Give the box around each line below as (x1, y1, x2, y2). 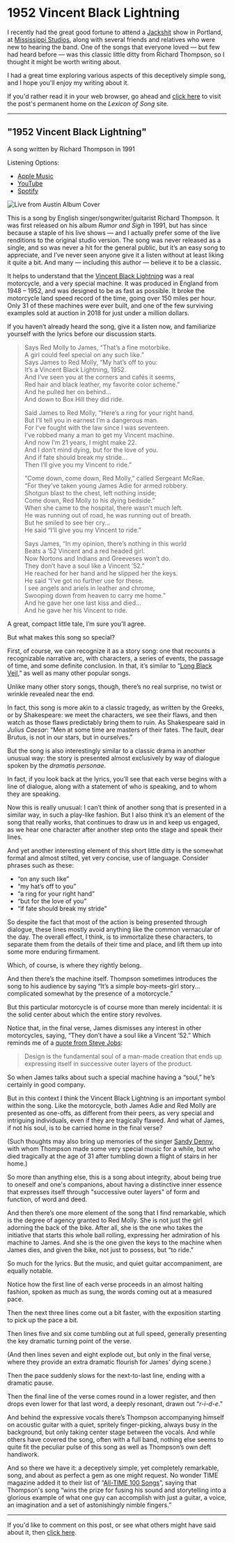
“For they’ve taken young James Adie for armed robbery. (24, 481, 188, 490)
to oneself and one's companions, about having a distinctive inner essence (7, 1180, 222, 1189)
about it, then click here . (7, 1528, 77, 1536)
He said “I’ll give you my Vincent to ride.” (24, 525, 141, 534)
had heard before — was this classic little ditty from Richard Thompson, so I (7, 50, 225, 59)
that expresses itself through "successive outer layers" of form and (7, 1187, 200, 1196)
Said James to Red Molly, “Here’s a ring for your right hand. (24, 408, 195, 416)
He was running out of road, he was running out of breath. (24, 511, 192, 519)
